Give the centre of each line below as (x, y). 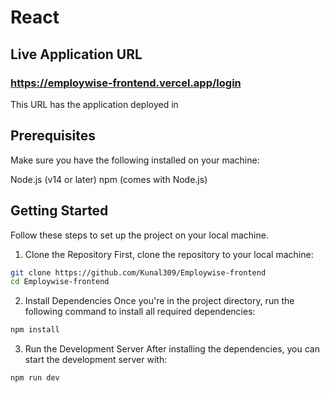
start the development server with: (96, 360)
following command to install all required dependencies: (140, 312)
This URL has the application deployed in (94, 104)
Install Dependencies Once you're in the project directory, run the (159, 301)
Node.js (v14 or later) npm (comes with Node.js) (109, 179)
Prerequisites (53, 136)
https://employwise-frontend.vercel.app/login (126, 83)
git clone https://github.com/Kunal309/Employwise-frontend (138, 272)
